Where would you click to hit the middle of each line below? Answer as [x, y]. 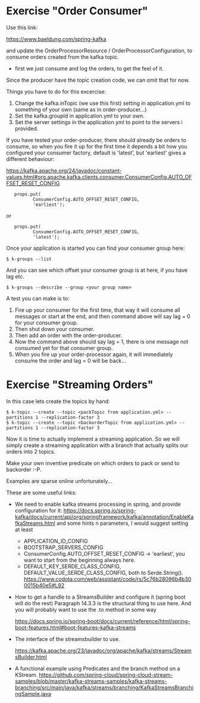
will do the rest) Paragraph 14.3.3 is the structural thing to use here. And [103, 603]
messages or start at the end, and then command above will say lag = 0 [102, 316]
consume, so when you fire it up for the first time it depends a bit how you [97, 146]
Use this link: [22, 27]
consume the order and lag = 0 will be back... [70, 360]
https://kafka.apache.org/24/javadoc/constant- [64, 171]
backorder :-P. [24, 469]
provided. [26, 128]
